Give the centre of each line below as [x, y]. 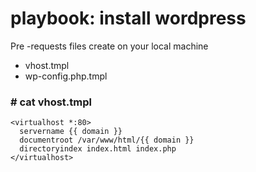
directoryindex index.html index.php [98, 149]
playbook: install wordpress [128, 18]
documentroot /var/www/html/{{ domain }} [107, 140]
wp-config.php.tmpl [66, 76]
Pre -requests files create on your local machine [109, 46]
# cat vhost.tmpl [51, 102]
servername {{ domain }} [71, 132]
